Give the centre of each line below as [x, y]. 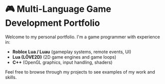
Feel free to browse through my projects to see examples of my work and [80, 72]
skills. [11, 77]
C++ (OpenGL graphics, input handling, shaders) [62, 62]
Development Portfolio [53, 23]
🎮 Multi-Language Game [58, 9]
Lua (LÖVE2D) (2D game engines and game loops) [64, 57]
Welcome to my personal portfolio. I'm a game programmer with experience [82, 37]
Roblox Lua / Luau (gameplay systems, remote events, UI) [72, 52]
